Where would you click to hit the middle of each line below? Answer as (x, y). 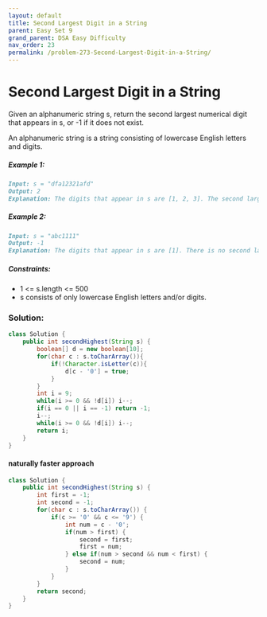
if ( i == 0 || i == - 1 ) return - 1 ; (94, 408)
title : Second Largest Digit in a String (78, 23)
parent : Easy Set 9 (41, 30)
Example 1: (27, 165)
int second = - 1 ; (65, 502)
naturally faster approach (51, 463)
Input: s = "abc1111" (44, 236)
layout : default (35, 16)
